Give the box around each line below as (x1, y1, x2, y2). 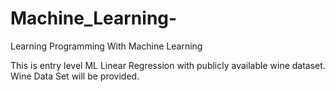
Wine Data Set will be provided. (10, 70, 140, 82)
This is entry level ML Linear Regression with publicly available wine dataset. (10, 59, 326, 71)
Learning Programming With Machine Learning (10, 40, 203, 52)
